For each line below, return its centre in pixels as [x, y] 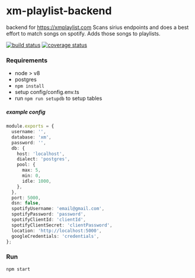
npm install [29, 86]
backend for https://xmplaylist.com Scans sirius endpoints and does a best [97, 27]
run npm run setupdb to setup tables [58, 98]
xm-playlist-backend [59, 11]
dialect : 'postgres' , [43, 159]
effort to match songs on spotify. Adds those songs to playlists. [84, 33]
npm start [18, 269]
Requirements [27, 60]
